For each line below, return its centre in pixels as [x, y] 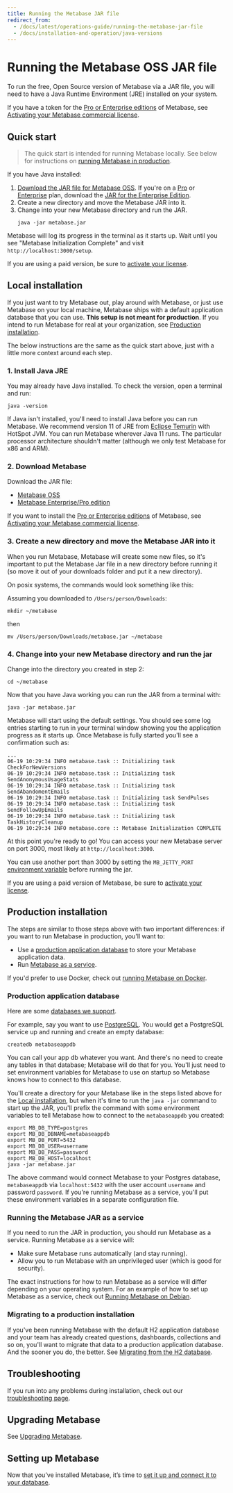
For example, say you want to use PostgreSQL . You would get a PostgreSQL [115, 1025]
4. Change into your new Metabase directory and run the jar [110, 654]
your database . [29, 1483]
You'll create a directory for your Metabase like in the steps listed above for [114, 1093]
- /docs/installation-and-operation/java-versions [88, 33]
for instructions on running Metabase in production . [98, 161]
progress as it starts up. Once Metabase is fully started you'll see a [103, 735]
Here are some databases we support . [62, 1011]
